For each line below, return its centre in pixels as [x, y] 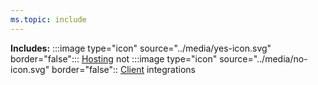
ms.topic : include [48, 19]
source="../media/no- [263, 58]
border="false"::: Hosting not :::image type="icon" [114, 58]
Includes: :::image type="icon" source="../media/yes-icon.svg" [141, 48]
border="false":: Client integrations [123, 69]
